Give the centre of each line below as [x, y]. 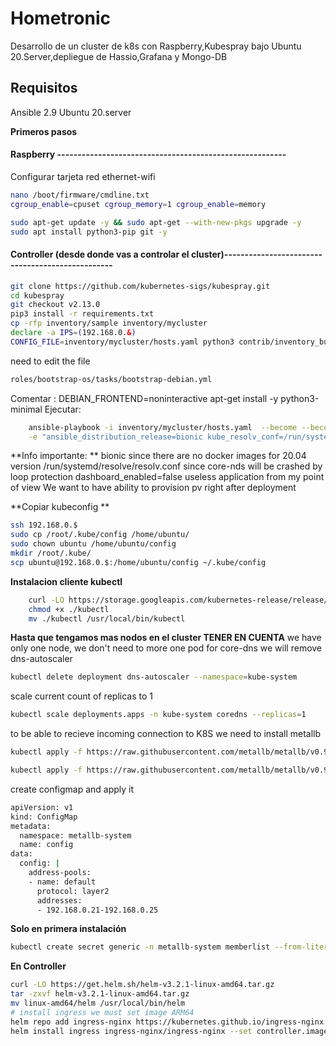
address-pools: [60, 873]
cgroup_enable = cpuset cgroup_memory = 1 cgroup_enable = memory [138, 204]
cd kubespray [37, 295]
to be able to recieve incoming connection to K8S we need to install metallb [166, 734]
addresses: [59, 900]
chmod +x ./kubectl [69, 609]
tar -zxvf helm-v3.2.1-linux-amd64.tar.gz [100, 994]
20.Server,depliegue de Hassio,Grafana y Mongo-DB [119, 56]
